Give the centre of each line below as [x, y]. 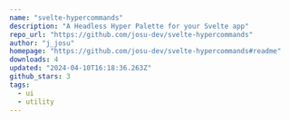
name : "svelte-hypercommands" [67, 18]
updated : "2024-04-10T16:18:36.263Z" [81, 69]
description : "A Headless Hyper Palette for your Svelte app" [129, 26]
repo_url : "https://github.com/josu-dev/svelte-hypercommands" [131, 34]
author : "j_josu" [42, 43]
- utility [36, 102]
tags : [19, 85]
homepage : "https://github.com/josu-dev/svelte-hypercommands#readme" [145, 51]
